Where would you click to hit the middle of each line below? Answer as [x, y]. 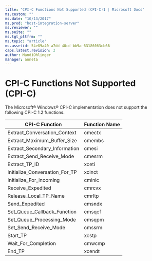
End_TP [16, 251]
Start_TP [17, 236]
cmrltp [91, 196]
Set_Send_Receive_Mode [37, 228]
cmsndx [93, 204]
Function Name [102, 125]
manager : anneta [21, 59]
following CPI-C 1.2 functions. [35, 112]
